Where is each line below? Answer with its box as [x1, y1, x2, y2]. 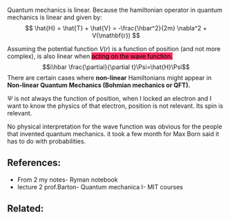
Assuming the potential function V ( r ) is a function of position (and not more [7, 45, 221, 53]
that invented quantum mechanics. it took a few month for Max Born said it [7, 130, 220, 137]
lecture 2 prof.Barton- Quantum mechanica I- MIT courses [17, 182, 183, 191]
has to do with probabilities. [7, 137, 86, 145]
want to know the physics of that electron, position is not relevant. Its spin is [7, 102, 223, 110]
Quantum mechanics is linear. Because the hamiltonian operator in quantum [7, 6, 223, 14]
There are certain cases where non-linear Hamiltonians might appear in [7, 74, 212, 82]
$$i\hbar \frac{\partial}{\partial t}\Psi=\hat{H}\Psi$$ [42, 63, 190, 71]
